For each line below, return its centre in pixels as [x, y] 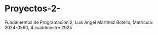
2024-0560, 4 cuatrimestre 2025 [38, 27]
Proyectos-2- [33, 9]
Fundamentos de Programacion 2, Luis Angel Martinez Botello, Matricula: [79, 22]
